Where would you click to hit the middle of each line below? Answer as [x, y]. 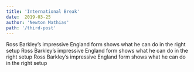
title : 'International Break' [43, 11]
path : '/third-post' [31, 28]
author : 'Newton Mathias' [38, 22]
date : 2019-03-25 [28, 17]
